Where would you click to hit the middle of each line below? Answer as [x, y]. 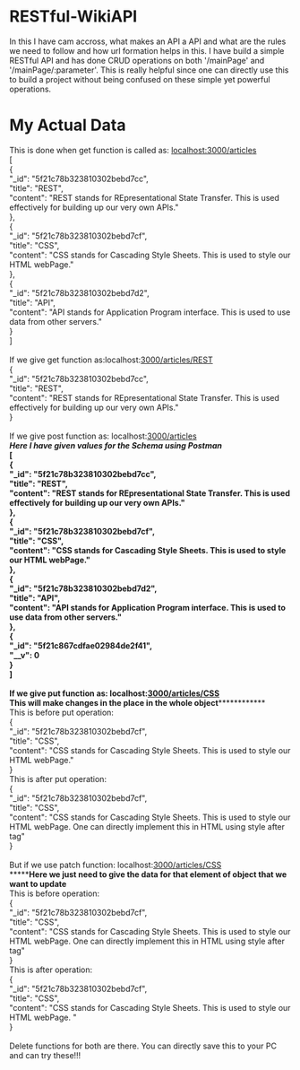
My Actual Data [68, 125]
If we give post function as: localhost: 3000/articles [103, 436]
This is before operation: [55, 893]
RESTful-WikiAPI [73, 17]
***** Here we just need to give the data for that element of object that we [148, 874]
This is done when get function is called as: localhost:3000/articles [133, 150]
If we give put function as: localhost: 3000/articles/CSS [115, 693]
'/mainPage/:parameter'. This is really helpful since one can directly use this [149, 70]
